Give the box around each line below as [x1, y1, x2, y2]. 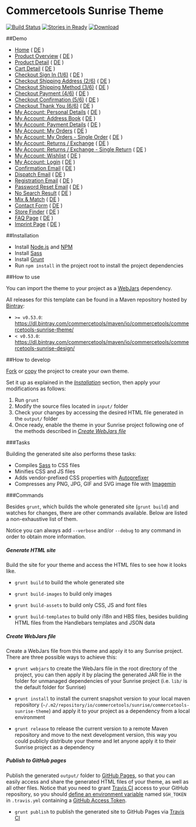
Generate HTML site [6, 546, 56, 553]
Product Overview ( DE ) [14, 52, 73, 59]
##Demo [6, 35, 27, 42]
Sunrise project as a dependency [14, 743, 95, 751]
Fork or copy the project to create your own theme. [6, 367, 129, 375]
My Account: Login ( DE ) [14, 158, 75, 165]
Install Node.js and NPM [14, 243, 73, 250]
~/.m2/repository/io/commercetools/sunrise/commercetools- [42, 702, 190, 708]
